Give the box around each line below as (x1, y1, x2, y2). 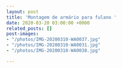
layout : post (6, 8, 39, 15)
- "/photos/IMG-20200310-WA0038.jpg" (6, 48, 101, 54)
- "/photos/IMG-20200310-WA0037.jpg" (6, 36, 101, 42)
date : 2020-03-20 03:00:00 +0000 (6, 20, 90, 26)
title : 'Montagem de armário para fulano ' (6, 14, 117, 20)
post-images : (6, 31, 39, 37)
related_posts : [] (6, 25, 52, 32)
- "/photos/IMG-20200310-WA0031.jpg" (6, 42, 101, 48)
